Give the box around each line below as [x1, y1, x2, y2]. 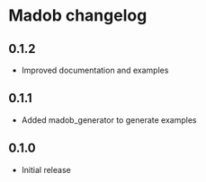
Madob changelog [8, 5, 148, 26]
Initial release [21, 164, 71, 175]
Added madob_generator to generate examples [21, 114, 197, 126]
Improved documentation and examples [21, 65, 169, 75]
